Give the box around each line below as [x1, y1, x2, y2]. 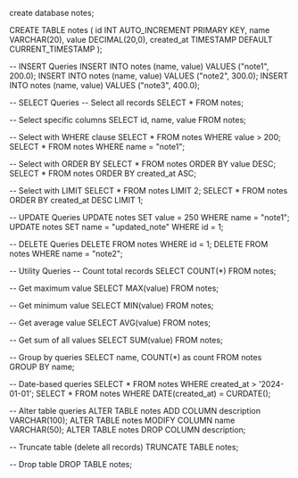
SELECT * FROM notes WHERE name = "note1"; [9, 142, 186, 152]
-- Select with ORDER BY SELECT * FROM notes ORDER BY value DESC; [9, 159, 277, 169]
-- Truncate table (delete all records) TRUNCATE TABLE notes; [9, 441, 239, 452]
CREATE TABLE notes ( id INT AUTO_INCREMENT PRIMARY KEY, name [9, 25, 270, 35]
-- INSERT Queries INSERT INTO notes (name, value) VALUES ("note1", [9, 62, 269, 71]
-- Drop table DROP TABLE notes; [9, 459, 132, 469]
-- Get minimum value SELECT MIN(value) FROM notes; [9, 301, 214, 310]
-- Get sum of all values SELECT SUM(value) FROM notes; [9, 334, 223, 345]
